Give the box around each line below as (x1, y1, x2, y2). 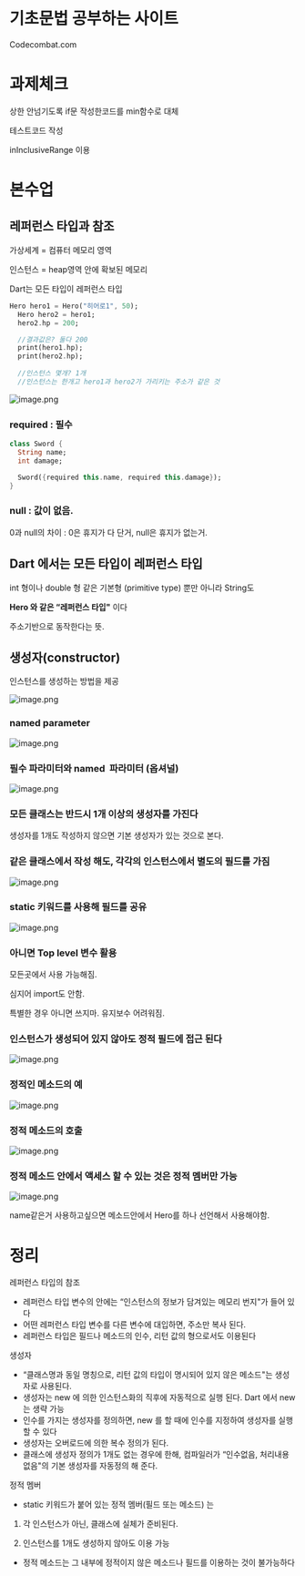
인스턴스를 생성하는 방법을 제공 (9, 676, 120, 687)
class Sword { (9, 439, 64, 449)
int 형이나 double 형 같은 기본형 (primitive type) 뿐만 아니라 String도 (9, 582, 255, 593)
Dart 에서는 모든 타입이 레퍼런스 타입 (9, 557, 203, 572)
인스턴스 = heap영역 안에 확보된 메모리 (9, 263, 148, 274)
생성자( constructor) (9, 650, 121, 665)
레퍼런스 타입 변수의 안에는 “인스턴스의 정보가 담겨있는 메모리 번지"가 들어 (22, 1296, 286, 1307)
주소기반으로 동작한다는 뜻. (9, 620, 105, 631)
